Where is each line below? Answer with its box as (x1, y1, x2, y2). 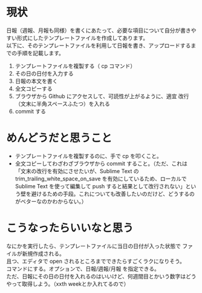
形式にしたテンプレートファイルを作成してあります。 (16, 34, 149, 41)
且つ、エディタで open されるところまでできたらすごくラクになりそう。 (6, 257, 186, 265)
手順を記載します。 (16, 49, 65, 56)
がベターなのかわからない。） (15, 197, 87, 205)
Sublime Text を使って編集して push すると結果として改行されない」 (15, 182, 186, 189)
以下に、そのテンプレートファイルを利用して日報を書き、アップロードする (6, 42, 191, 49)
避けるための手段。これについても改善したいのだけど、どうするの (31, 190, 195, 197)
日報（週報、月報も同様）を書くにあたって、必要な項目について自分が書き (6, 27, 192, 34)
